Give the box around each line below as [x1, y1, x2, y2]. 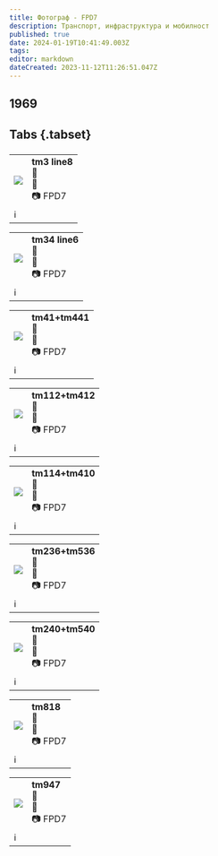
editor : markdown [9, 55, 74, 64]
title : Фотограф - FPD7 [9, 13, 98, 22]
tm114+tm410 [31, 467, 96, 480]
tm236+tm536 [31, 544, 96, 557]
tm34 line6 [31, 233, 79, 246]
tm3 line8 [31, 155, 73, 168]
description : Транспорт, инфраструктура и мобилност [9, 22, 210, 30]
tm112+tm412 [31, 389, 96, 402]
